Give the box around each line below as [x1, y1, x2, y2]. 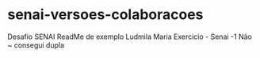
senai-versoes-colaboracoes [7, 6, 204, 24]
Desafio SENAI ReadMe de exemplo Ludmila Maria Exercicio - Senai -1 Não [7, 32, 253, 41]
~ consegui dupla [7, 40, 65, 49]
